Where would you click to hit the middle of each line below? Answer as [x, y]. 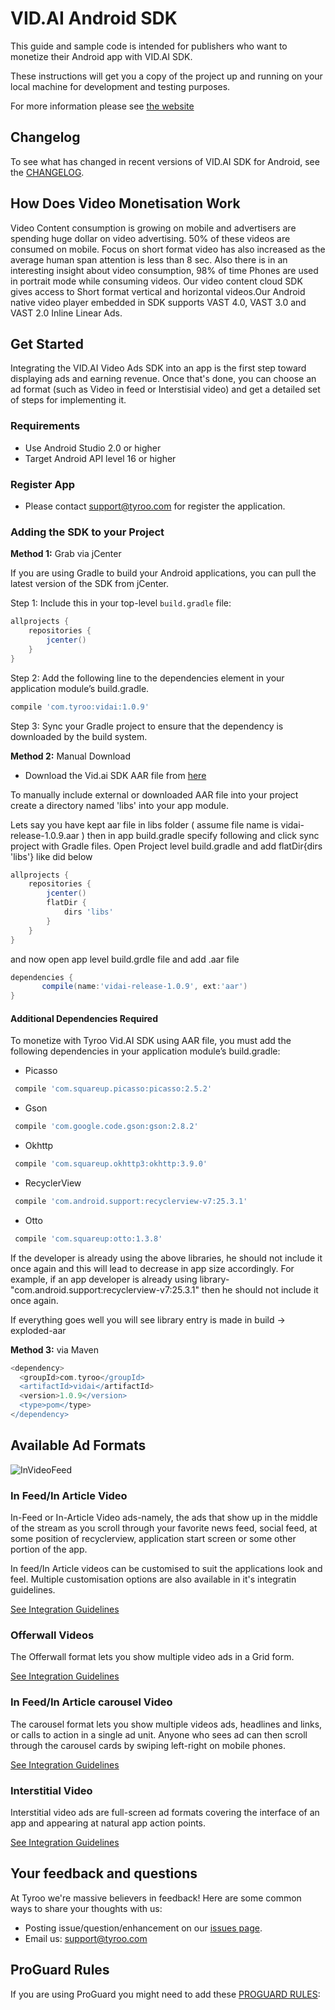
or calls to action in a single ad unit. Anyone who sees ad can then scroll [159, 1734]
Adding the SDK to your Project [87, 532]
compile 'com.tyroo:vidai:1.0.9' [80, 707]
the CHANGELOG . [47, 172]
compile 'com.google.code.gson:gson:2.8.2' [106, 1127]
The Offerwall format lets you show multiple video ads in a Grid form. [152, 1657]
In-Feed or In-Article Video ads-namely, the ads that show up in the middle [164, 1518]
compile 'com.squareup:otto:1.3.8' [88, 1238]
